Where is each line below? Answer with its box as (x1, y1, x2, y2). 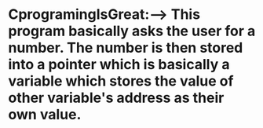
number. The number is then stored (8, 39, 243, 57)
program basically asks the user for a (8, 22, 256, 40)
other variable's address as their (8, 89, 225, 107)
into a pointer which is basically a (8, 56, 230, 74)
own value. (8, 106, 82, 123)
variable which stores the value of (8, 72, 234, 90)
